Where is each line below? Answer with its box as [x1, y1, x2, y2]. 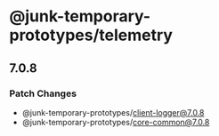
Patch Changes [9, 87, 77, 100]
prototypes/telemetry [9, 25, 174, 45]
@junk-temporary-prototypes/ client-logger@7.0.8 [21, 107, 205, 117]
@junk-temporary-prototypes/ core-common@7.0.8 [21, 116, 210, 127]
